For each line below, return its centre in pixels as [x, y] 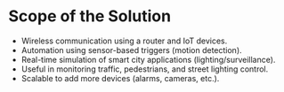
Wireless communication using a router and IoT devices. [124, 41]
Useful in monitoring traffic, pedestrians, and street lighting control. [145, 69]
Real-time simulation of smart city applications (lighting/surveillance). [148, 59]
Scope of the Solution [89, 16]
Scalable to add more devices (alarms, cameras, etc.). [120, 78]
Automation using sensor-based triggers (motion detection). [131, 50]
